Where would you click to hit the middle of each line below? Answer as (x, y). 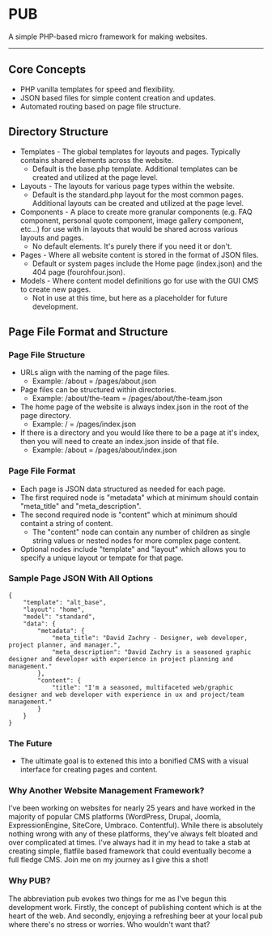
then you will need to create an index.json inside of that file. (119, 442)
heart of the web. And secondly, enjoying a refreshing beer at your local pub (136, 916)
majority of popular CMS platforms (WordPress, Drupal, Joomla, (115, 817)
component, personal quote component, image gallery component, (132, 220)
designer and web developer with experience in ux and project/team (126, 695)
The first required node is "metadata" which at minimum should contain (139, 497)
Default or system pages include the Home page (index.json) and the (147, 263)
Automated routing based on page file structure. (100, 106)
